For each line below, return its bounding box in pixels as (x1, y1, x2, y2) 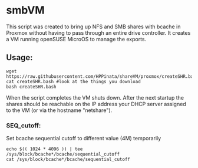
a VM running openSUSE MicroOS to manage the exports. (6, 35, 147, 42)
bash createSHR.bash (6, 84, 57, 90)
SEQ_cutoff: (6, 121, 41, 130)
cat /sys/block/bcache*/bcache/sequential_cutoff (6, 157, 131, 163)
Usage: (6, 52, 34, 62)
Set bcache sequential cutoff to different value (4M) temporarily (6, 135, 161, 142)
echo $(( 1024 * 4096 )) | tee (6, 146, 83, 152)
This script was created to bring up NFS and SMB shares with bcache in (6, 23, 181, 30)
